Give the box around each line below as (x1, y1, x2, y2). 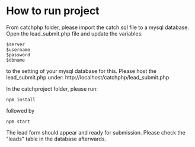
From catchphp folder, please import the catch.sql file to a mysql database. (6, 24, 190, 31)
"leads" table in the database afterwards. (6, 135, 107, 142)
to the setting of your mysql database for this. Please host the (6, 67, 157, 75)
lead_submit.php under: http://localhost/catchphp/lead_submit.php (6, 73, 170, 81)
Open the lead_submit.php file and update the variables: (6, 30, 143, 37)
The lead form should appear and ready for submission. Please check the (6, 129, 186, 136)
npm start (6, 119, 31, 124)
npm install (6, 97, 36, 103)
